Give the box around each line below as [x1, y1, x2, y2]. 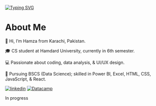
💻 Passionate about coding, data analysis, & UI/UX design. [5, 59, 125, 65]
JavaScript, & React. [5, 76, 46, 82]
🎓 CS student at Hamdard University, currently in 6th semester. [5, 48, 135, 53]
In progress [5, 95, 29, 101]
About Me [5, 22, 46, 33]
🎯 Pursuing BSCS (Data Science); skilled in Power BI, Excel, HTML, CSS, [5, 71, 151, 77]
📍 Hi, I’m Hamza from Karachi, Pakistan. [5, 38, 86, 44]
